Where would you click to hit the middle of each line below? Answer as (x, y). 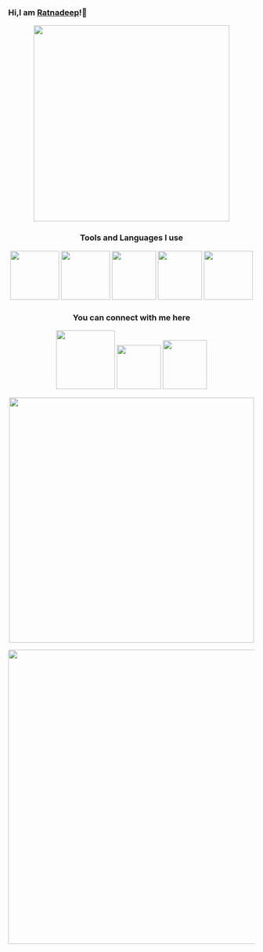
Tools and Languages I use (131, 238)
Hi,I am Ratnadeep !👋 (48, 13)
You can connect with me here (131, 317)
